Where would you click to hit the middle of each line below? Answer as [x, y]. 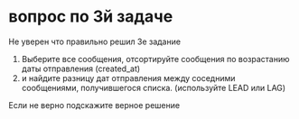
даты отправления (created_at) [81, 69]
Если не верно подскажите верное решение [94, 105]
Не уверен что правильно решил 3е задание [95, 41]
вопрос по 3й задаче [91, 17]
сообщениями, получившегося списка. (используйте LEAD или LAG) [154, 87]
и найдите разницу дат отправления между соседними [128, 78]
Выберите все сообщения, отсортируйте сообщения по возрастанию [155, 59]
